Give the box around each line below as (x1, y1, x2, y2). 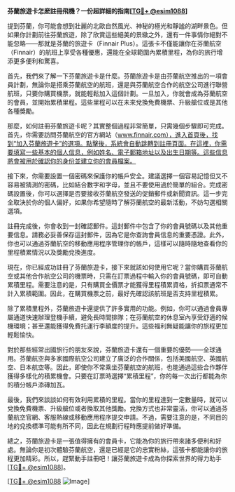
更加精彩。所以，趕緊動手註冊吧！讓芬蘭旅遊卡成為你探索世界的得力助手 (13, 454, 222, 463)
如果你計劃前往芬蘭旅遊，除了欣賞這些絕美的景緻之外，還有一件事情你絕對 (7, 31, 222, 39)
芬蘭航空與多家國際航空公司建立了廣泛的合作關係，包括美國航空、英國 (19, 354, 222, 362)
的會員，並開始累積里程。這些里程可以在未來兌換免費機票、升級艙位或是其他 (7, 98, 228, 106)
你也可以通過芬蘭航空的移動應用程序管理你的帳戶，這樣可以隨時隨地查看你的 (7, 239, 228, 248)
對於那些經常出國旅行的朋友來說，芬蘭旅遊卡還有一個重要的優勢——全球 (7, 345, 215, 354)
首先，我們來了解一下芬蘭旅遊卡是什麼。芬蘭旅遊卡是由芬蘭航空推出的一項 (7, 72, 222, 80)
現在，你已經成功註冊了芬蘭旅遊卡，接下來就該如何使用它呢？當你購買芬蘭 (7, 263, 222, 271)
